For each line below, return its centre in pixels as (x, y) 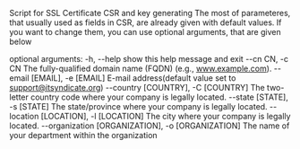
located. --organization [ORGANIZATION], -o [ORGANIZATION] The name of (150, 126)
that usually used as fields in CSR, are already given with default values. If (146, 22)
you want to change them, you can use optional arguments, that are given (145, 32)
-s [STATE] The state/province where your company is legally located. (138, 106)
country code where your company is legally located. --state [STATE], (159, 97)
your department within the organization (84, 135)
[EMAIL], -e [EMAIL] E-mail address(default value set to (133, 78)
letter (19, 97)
